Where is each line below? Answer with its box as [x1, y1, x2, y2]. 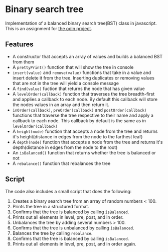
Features [5, 40, 34, 49]
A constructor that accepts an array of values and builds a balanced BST [12, 53, 163, 59]
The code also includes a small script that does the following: [5, 188, 132, 194]
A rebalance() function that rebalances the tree [12, 160, 111, 166]
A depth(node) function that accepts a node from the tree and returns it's [12, 139, 163, 145]
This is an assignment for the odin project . [5, 25, 93, 31]
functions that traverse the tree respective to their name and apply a [12, 112, 154, 118]
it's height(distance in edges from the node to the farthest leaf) [12, 133, 143, 139]
